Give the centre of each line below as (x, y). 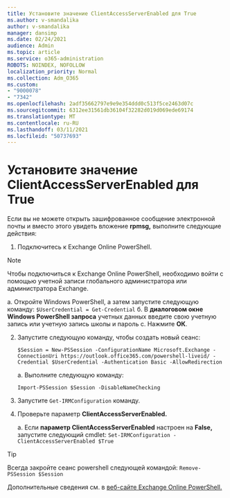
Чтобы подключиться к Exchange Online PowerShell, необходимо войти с (115, 274)
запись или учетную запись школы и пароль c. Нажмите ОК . (97, 324)
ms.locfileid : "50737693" (44, 136)
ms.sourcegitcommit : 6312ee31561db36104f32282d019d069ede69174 (100, 110)
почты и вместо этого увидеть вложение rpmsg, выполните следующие (114, 226)
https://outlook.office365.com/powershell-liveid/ (135, 356)
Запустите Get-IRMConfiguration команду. (79, 401)
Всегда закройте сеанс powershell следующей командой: (92, 468)
